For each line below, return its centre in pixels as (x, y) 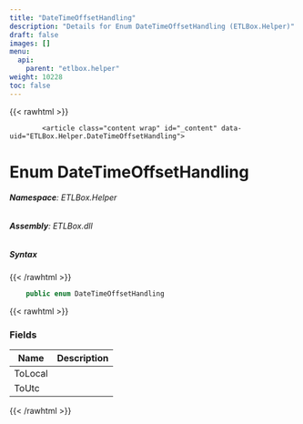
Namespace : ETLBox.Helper (63, 197)
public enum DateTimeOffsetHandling (96, 294)
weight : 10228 (36, 77)
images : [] (30, 43)
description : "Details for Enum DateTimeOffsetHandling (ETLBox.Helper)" (152, 26)
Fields (23, 335)
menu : (20, 52)
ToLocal (31, 374)
